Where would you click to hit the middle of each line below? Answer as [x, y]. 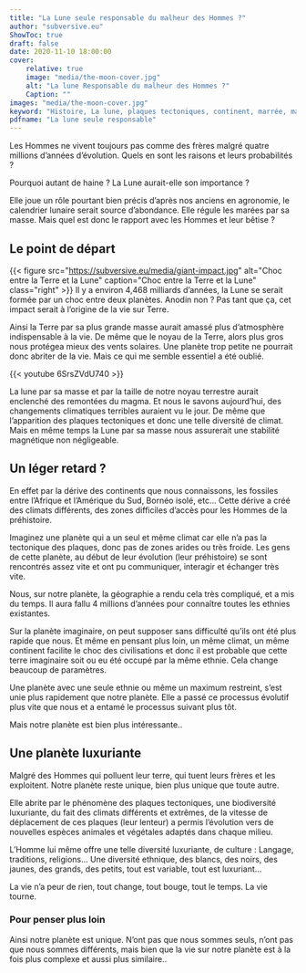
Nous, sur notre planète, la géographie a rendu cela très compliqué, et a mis [152, 593]
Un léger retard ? [58, 469]
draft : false [34, 43]
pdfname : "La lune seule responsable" [83, 120]
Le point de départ [62, 249]
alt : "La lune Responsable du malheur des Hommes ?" [128, 86]
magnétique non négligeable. [64, 440]
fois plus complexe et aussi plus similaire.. [88, 958]
